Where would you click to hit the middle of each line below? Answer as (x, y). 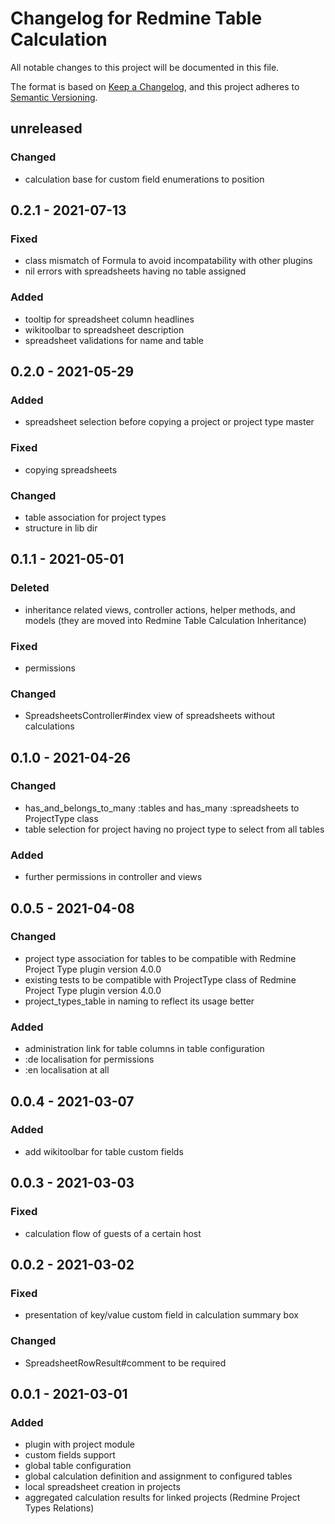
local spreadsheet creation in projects (102, 1487)
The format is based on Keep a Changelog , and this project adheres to (155, 86)
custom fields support (70, 1455)
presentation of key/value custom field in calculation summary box (161, 1315)
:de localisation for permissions (89, 1059)
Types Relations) (59, 1508)
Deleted (30, 588)
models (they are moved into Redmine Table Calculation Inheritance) (165, 620)
